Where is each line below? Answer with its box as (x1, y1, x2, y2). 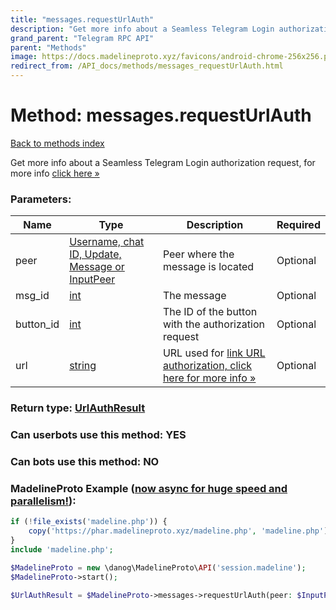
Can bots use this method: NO (10, 455, 160, 468)
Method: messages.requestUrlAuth (10, 104, 312, 127)
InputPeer (69, 272, 116, 286)
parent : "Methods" (10, 42, 87, 53)
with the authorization (162, 317, 265, 331)
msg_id (15, 289, 50, 303)
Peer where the (162, 247, 235, 261)
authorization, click (162, 359, 253, 373)
